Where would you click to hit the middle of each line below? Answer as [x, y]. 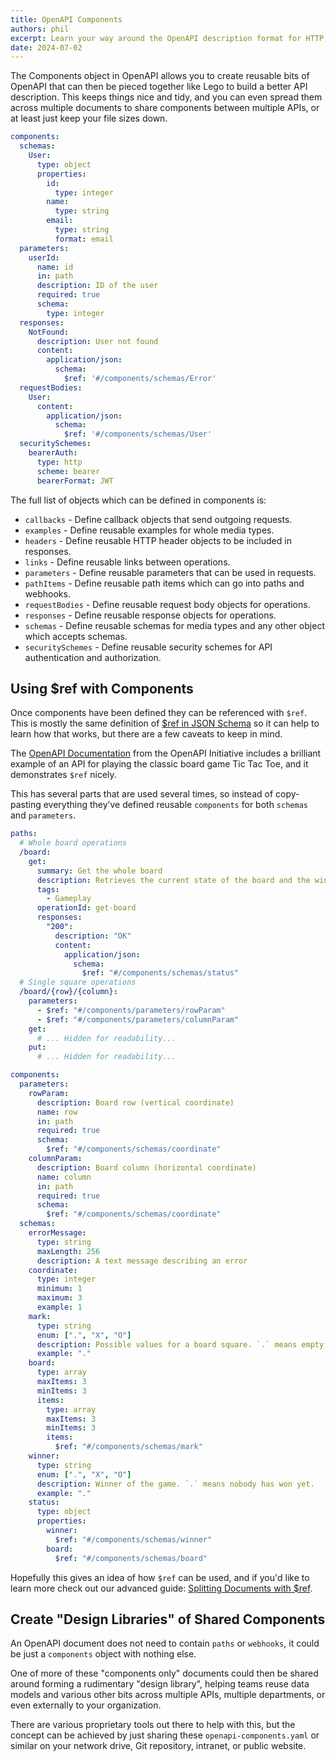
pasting [26, 805]
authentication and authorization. [93, 657]
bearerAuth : [53, 453]
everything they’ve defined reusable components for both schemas [175, 805]
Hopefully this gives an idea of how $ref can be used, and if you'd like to [160, 1577]
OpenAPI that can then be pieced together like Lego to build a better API [159, 87]
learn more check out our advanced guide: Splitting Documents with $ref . [161, 1588]
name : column [64, 1177]
